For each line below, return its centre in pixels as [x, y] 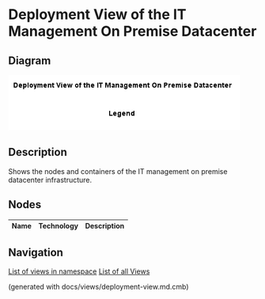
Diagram [30, 61]
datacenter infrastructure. [50, 180]
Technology [59, 226]
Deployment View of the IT [97, 15]
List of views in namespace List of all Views [79, 271]
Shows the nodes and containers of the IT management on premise [118, 171]
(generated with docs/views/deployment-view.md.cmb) [98, 287]
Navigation [36, 253]
